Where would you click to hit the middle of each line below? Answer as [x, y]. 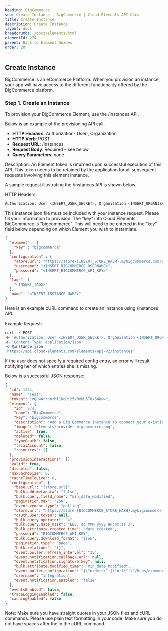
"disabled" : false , [30, 469]
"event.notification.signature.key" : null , [60, 562]
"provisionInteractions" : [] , [41, 459]
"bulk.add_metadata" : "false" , [47, 492]
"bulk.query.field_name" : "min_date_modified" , [64, 497]
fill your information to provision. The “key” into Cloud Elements [70, 218]
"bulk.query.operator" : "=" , [44, 520]
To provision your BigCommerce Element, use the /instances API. [72, 114]
